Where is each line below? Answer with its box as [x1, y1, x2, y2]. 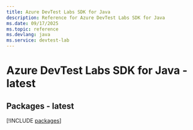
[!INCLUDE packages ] [6, 117, 62, 124]
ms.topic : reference [6, 26, 59, 32]
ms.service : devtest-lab [6, 37, 70, 43]
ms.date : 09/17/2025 [6, 20, 59, 26]
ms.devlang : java [6, 32, 51, 38]
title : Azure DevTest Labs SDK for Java [6, 9, 111, 15]
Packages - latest [6, 101, 75, 111]
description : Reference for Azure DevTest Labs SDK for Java [6, 15, 166, 21]
